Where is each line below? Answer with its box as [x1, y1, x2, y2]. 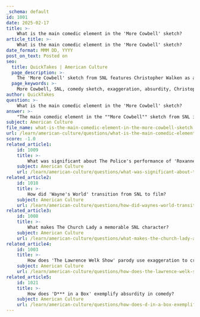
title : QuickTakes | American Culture [11, 64, 108, 70]
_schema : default [6, 8, 49, 15]
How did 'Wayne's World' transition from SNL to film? [27, 191, 167, 197]
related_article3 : [6, 208, 52, 214]
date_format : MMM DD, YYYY [6, 48, 73, 54]
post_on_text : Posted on [6, 53, 68, 59]
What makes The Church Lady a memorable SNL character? [27, 224, 169, 230]
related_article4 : [6, 241, 52, 247]
